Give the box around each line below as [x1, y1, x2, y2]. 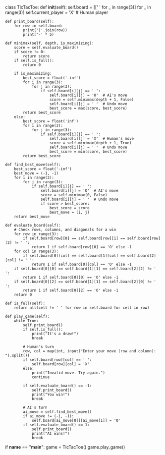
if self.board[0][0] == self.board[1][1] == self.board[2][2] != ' [14, 266, 156, 271]
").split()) [5, 353, 30, 358]
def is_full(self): [5, 301, 46, 306]
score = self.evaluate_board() [14, 45, 79, 50]
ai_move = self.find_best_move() [23, 409, 92, 414]
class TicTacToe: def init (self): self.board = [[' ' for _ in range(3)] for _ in [5, 4, 151, 10]
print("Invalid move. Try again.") [31, 370, 106, 375]
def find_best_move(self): [5, 162, 61, 167]
